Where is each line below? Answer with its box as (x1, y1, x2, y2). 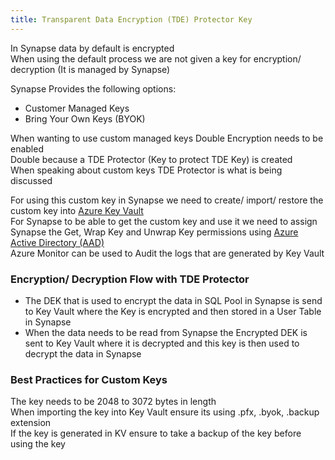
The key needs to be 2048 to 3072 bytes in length (10, 396, 217, 408)
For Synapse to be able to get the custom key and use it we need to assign (10, 215, 318, 227)
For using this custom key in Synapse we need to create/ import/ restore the (10, 194, 324, 206)
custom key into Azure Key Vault (10, 204, 144, 216)
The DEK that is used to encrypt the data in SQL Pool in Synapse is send (24, 294, 323, 306)
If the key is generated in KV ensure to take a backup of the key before (10, 427, 302, 440)
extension (10, 417, 52, 429)
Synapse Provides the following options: (10, 82, 177, 95)
